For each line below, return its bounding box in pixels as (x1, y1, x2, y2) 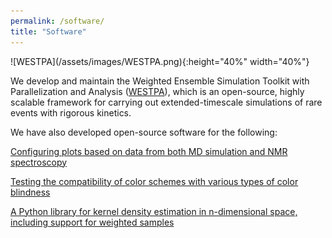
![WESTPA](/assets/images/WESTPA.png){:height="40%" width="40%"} (10, 55, 310, 67)
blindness (10, 186, 51, 198)
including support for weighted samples (10, 216, 175, 228)
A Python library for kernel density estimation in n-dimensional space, (10, 205, 298, 217)
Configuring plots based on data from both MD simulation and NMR (10, 145, 288, 157)
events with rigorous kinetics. (10, 106, 132, 119)
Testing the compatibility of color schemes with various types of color (10, 175, 299, 187)
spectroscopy (10, 156, 68, 168)
